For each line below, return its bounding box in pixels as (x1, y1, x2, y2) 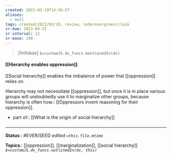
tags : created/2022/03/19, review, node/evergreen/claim (5, 21, 130, 27)
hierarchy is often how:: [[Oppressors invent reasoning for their (5, 99, 138, 105)
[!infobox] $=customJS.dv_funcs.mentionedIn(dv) (17, 49, 120, 56)
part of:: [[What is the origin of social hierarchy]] (12, 114, 115, 120)
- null (10, 17, 24, 22)
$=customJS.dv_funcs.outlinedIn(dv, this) (5, 148, 97, 153)
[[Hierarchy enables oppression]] (5, 62, 78, 68)
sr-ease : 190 (5, 36, 33, 41)
